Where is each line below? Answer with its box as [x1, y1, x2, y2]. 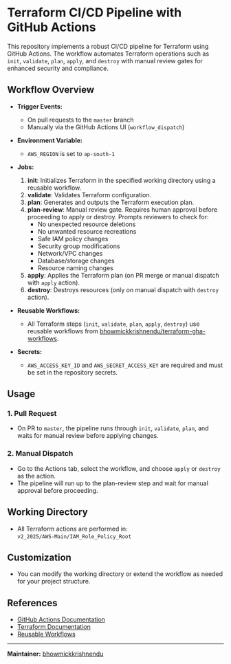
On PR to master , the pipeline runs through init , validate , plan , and [16, 424, 209, 432]
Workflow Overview [7, 84, 95, 96]
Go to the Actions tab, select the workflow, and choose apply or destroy [16, 464, 221, 472]
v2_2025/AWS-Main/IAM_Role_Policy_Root [16, 533, 132, 540]
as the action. [16, 472, 56, 480]
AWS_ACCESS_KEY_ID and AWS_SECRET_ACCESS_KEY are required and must [27, 361, 223, 369]
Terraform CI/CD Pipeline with [7, 5, 182, 21]
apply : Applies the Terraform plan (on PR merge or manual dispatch [27, 271, 220, 279]
